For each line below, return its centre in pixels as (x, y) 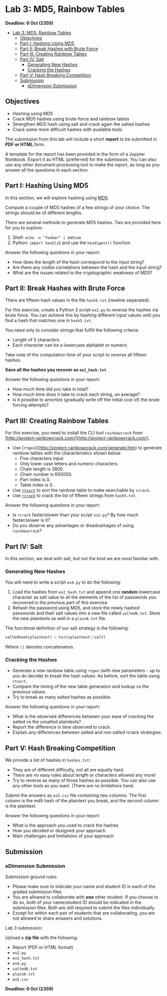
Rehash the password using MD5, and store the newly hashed (76, 608)
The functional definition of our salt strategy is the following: (67, 628)
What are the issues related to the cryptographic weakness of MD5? (83, 273)
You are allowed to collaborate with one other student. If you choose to (85, 897)
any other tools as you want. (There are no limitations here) (73, 786)
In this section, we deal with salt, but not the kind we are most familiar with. (82, 558)
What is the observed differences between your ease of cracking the (83, 716)
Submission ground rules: (31, 877)
